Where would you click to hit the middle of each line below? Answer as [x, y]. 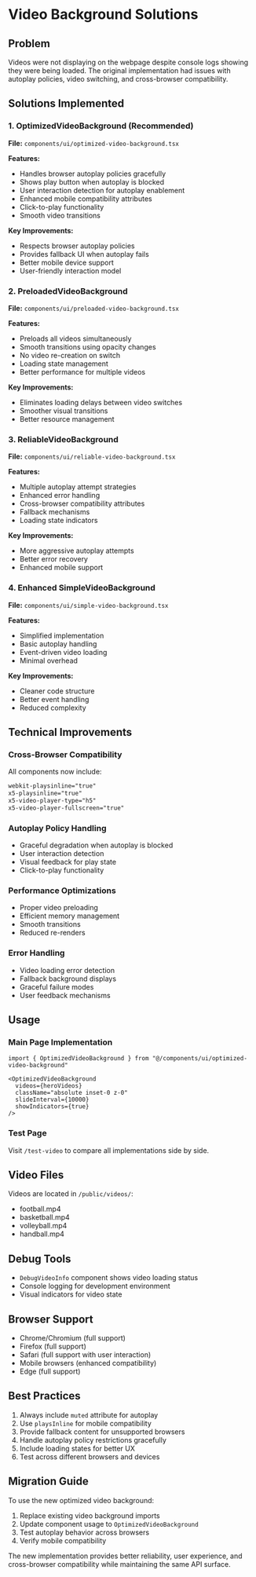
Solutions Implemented [66, 104]
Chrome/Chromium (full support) [72, 1338]
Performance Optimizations [62, 891]
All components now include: [55, 772]
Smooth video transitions [60, 215]
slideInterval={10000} [52, 1100]
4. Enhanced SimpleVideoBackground [82, 588]
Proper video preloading [59, 908]
